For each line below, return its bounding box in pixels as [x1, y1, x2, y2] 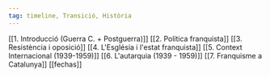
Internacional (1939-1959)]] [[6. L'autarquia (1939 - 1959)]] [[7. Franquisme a [8, 51, 263, 60]
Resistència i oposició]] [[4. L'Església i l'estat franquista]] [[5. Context [8, 42, 243, 52]
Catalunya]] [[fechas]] [8, 59, 82, 69]
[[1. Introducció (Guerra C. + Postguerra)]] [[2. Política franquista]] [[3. [8, 34, 243, 43]
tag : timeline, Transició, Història [8, 11, 132, 20]
